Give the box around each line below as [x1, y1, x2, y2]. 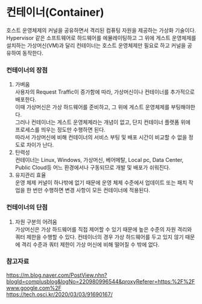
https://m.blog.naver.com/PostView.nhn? [6, 271, 107, 279]
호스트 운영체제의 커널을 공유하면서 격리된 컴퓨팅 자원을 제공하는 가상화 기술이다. [6, 27, 197, 34]
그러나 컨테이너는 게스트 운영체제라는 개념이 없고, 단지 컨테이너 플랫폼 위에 [14, 118, 191, 126]
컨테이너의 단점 [6, 203, 48, 212]
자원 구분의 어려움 [14, 218, 57, 225]
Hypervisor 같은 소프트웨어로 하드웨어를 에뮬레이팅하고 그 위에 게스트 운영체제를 [6, 34, 197, 41]
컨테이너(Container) [6, 5, 104, 19]
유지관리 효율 [14, 172, 46, 179]
